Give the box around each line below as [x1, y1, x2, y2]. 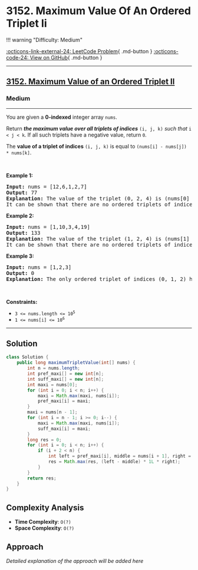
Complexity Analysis [6, 503, 84, 513]
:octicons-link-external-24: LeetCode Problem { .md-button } [6, 47, 153, 54]
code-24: [6, 54, 29, 61]
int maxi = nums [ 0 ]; [27, 381, 78, 388]
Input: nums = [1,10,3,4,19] [6, 224, 90, 230]
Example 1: [6, 171, 34, 179]
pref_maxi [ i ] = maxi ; [37, 398, 91, 404]
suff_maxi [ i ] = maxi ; [37, 426, 91, 432]
